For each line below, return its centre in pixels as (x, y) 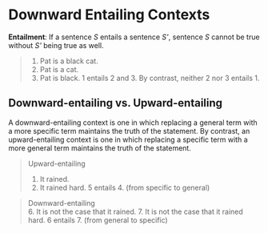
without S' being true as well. (56, 45)
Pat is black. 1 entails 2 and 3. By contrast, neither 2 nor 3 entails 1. (150, 78)
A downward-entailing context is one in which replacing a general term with (133, 123)
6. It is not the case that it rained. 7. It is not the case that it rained (136, 211)
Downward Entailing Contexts (109, 15)
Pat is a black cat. (69, 61)
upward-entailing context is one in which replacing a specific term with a (128, 139)
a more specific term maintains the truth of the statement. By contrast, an (129, 131)
